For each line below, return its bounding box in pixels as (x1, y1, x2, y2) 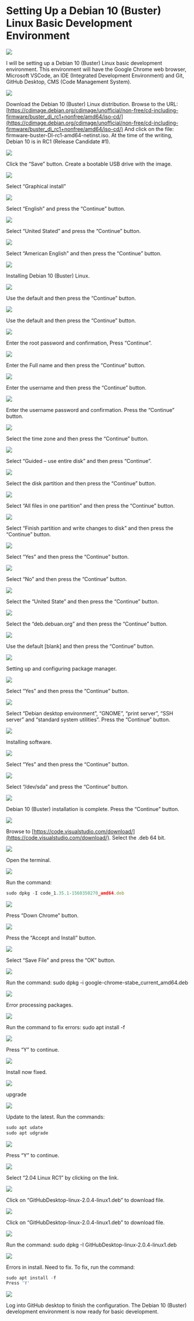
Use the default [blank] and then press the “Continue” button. (6, 643, 155, 650)
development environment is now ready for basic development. (6, 1308, 159, 1315)
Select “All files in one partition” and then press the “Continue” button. (6, 502, 175, 509)
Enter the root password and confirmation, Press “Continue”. (6, 339, 152, 346)
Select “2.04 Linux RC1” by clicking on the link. (6, 1174, 119, 1181)
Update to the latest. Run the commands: (6, 1113, 105, 1120)
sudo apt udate (6, 1124, 43, 1130)
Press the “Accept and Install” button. (6, 934, 97, 941)
